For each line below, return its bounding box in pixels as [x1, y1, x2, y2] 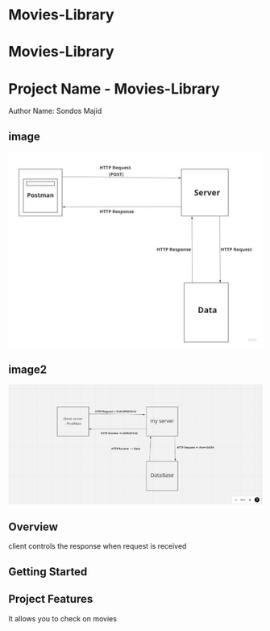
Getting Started [8, 565, 88, 579]
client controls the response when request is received [8, 541, 187, 551]
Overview [8, 520, 59, 534]
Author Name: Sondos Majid [8, 107, 102, 116]
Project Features [8, 592, 93, 606]
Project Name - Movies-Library [8, 79, 220, 98]
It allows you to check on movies [8, 613, 117, 623]
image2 [8, 362, 48, 376]
